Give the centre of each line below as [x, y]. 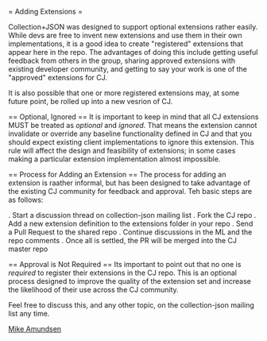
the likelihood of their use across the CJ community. [93, 290]
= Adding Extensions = [46, 12]
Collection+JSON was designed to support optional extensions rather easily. [133, 27]
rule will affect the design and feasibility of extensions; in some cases [122, 151]
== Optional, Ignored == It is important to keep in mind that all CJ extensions [133, 117]
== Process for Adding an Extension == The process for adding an [117, 174]
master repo [28, 249]
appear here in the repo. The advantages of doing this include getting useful [133, 52]
